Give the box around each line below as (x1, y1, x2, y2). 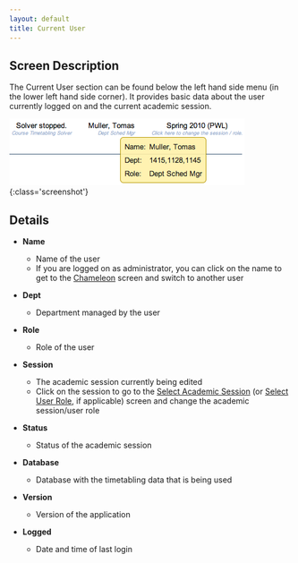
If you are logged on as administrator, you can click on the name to (35, 263, 282, 274)
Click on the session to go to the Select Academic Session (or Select (35, 386, 289, 397)
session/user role (35, 405, 100, 416)
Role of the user (35, 342, 95, 353)
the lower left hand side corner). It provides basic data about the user (9, 91, 266, 102)
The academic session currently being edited (35, 377, 203, 388)
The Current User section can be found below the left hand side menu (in (9, 81, 279, 93)
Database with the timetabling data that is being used (35, 474, 233, 485)
